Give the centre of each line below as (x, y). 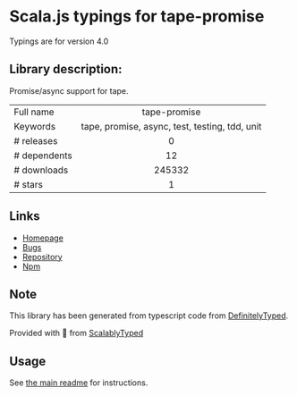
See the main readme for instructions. (79, 383)
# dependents (43, 156)
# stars (28, 184)
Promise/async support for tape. (69, 90)
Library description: (66, 69)
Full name (34, 112)
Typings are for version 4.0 (59, 41)
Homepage (43, 238)
